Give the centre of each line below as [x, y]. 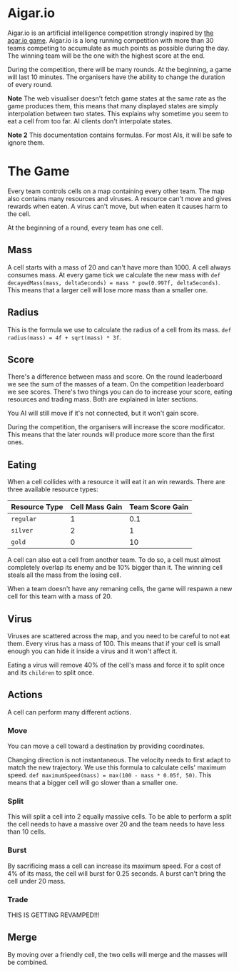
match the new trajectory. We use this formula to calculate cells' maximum [117, 767]
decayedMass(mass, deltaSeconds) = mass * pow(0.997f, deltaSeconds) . [114, 282]
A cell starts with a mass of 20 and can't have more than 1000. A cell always [119, 267]
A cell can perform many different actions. [70, 712]
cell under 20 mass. [36, 881]
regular [24, 519]
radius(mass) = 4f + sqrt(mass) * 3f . [64, 337]
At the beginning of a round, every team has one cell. [86, 227]
